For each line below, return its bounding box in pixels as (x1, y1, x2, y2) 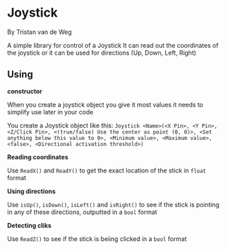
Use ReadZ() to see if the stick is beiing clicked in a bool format (7, 234, 187, 243)
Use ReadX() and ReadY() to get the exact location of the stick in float (7, 166, 207, 175)
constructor (7, 87, 43, 95)
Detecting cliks (7, 221, 52, 229)
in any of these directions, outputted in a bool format (7, 208, 157, 216)
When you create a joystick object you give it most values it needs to (7, 100, 203, 109)
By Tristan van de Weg (7, 28, 72, 36)
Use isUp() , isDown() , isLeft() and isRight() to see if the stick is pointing (7, 200, 220, 208)
